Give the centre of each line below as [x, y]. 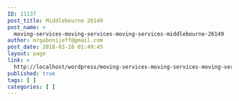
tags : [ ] [22, 80]
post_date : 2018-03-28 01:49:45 [55, 47]
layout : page [27, 54]
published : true [31, 73]
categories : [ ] [31, 87]
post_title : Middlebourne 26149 [55, 21]
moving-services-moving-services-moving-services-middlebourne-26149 [119, 34]
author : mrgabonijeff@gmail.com [55, 41]
